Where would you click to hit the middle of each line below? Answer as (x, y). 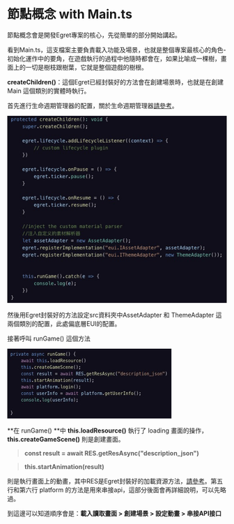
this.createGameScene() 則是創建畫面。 (66, 440)
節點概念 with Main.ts (70, 14)
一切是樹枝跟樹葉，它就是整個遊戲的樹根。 (86, 67)
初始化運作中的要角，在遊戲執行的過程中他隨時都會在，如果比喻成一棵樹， (114, 58)
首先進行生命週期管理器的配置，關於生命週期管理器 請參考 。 (93, 105)
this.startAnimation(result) (64, 467)
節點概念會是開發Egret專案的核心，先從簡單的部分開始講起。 (94, 35)
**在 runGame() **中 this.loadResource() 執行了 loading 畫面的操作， (107, 431)
